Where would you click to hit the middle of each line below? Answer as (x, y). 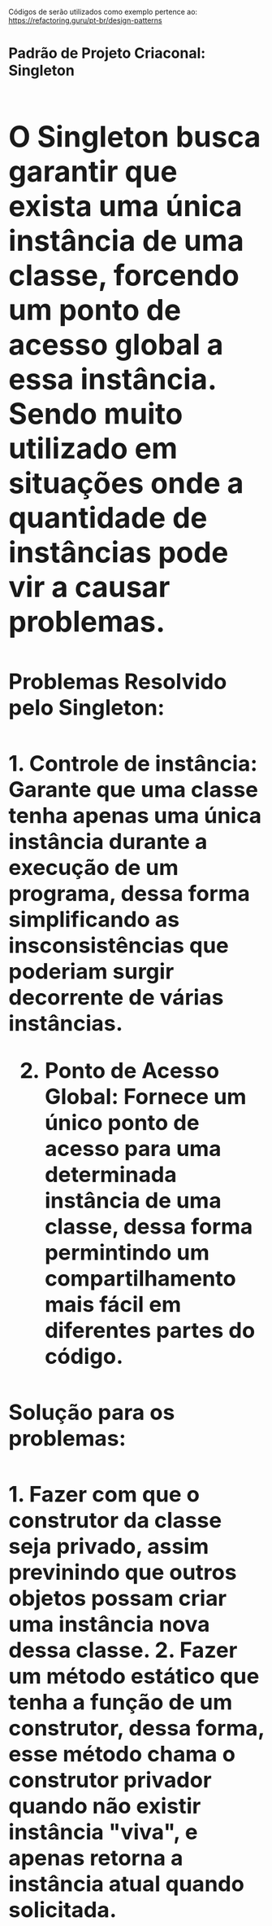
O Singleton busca (135, 136)
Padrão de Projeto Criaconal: (107, 53)
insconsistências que (119, 945)
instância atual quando (127, 1883)
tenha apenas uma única (135, 816)
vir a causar (89, 587)
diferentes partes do (150, 1330)
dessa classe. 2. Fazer (123, 1649)
